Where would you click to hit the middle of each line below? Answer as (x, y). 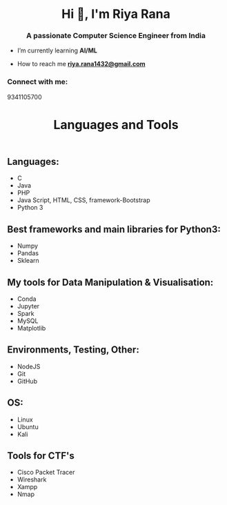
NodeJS (29, 366)
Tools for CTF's (41, 456)
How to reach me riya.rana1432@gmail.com (81, 64)
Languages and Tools (116, 125)
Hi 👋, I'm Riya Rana (116, 14)
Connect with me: (38, 82)
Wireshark (32, 479)
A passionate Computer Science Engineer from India (116, 36)
